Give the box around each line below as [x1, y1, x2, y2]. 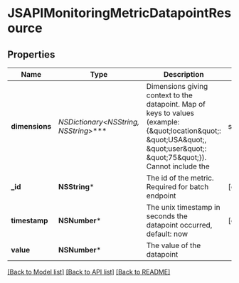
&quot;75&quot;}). [146, 153, 207, 162]
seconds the [146, 211, 188, 221]
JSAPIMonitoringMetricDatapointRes [7, 5, 232, 21]
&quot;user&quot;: [146, 144, 207, 154]
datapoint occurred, [146, 220, 213, 230]
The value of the [146, 240, 201, 250]
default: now [146, 229, 188, 239]
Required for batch [146, 182, 209, 191]
